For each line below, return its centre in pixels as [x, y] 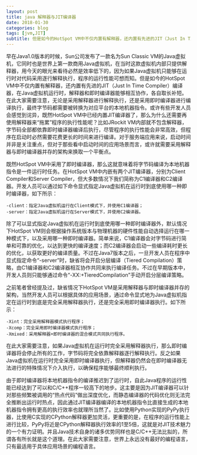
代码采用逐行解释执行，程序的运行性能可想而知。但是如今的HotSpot [103, 78]
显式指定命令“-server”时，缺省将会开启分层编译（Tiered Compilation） [92, 260]
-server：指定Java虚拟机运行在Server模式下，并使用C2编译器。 [75, 212]
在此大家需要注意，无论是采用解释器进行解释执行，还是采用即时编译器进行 [96, 100]
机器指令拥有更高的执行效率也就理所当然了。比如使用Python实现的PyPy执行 [98, 409]
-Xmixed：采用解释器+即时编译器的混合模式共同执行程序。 [67, 334]
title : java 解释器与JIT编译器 [41, 17]
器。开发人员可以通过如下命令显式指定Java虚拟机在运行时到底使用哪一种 [94, 186]
